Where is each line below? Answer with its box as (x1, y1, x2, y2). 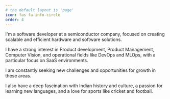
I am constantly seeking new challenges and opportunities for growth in (5, 67, 156, 73)
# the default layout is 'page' (5, 7, 74, 13)
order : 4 (5, 17, 24, 22)
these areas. (5, 73, 32, 79)
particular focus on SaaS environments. (5, 57, 88, 64)
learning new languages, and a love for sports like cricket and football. (5, 88, 153, 94)
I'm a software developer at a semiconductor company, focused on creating (5, 31, 165, 37)
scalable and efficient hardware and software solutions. (5, 36, 123, 43)
